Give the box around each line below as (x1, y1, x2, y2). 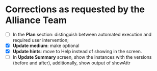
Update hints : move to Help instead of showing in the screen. (12, 49, 142, 55)
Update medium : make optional (12, 42, 80, 49)
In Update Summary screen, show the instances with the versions (12, 54, 152, 60)
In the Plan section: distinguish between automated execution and (12, 31, 152, 37)
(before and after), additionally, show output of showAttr (12, 60, 131, 66)
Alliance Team (5, 14, 67, 26)
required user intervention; (12, 37, 69, 43)
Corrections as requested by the (5, 4, 145, 15)
